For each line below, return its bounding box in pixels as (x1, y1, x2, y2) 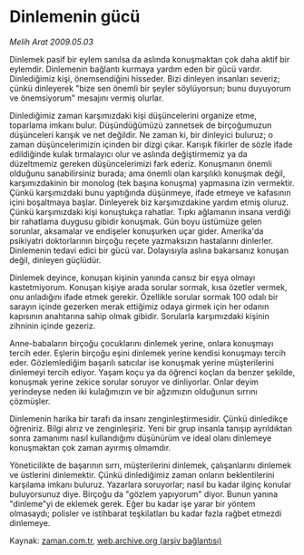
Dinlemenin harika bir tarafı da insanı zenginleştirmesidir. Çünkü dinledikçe (9, 413, 289, 424)
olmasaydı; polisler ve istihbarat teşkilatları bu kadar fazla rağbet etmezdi (9, 508, 282, 519)
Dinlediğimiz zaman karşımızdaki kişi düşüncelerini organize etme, (9, 110, 257, 121)
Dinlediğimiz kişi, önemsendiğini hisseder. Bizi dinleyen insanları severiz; (9, 73, 280, 83)
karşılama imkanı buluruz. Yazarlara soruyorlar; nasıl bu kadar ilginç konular (9, 479, 292, 490)
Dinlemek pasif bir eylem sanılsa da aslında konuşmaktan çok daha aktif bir (9, 54, 290, 64)
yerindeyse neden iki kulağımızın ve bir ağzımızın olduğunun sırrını (9, 385, 259, 396)
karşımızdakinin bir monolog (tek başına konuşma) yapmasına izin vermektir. (9, 177, 295, 188)
